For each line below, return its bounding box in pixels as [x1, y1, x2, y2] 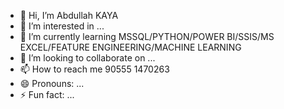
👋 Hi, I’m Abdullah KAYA [19, 10, 119, 21]
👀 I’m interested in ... [19, 20, 105, 32]
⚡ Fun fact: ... [19, 89, 75, 100]
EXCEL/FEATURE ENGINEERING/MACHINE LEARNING [19, 41, 242, 53]
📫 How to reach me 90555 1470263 [19, 63, 170, 75]
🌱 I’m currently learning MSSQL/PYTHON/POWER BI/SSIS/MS [19, 31, 275, 42]
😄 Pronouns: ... [19, 78, 85, 89]
